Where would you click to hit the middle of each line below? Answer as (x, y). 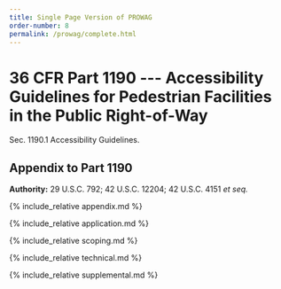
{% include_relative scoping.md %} (74, 241)
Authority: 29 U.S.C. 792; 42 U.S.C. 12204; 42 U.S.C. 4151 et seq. (129, 189)
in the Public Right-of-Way (109, 115)
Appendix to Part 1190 (71, 168)
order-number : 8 (39, 26)
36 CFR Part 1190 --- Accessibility (137, 78)
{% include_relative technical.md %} (76, 258)
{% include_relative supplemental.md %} (84, 275)
